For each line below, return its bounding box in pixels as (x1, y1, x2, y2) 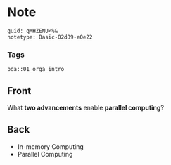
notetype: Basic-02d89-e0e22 (7, 33, 93, 41)
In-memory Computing (17, 142, 84, 151)
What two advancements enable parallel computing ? (7, 103, 164, 112)
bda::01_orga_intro (7, 66, 65, 73)
